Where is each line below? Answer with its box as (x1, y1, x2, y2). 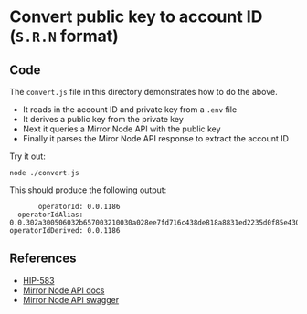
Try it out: (9, 151, 46, 162)
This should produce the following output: (9, 184, 167, 195)
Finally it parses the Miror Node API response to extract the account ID (22, 133, 290, 143)
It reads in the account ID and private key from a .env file (22, 104, 238, 115)
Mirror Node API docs (22, 285, 105, 296)
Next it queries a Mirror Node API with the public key (22, 123, 221, 134)
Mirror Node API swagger (22, 294, 120, 305)
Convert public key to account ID (9, 6, 263, 27)
